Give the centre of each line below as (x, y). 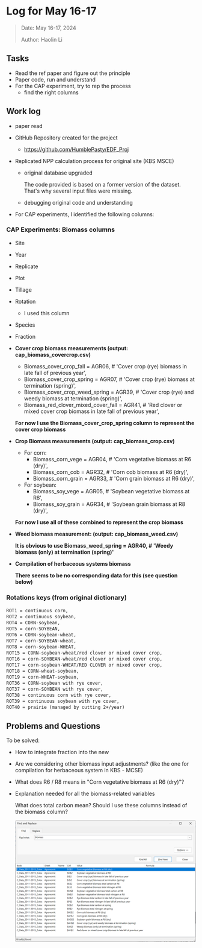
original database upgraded (58, 173)
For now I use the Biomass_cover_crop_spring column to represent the (105, 423)
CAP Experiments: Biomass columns (61, 229)
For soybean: (40, 485)
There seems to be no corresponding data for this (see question (96, 575)
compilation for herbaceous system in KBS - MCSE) (79, 770)
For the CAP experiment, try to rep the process (73, 86)
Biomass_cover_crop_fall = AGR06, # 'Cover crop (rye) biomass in (106, 366)
